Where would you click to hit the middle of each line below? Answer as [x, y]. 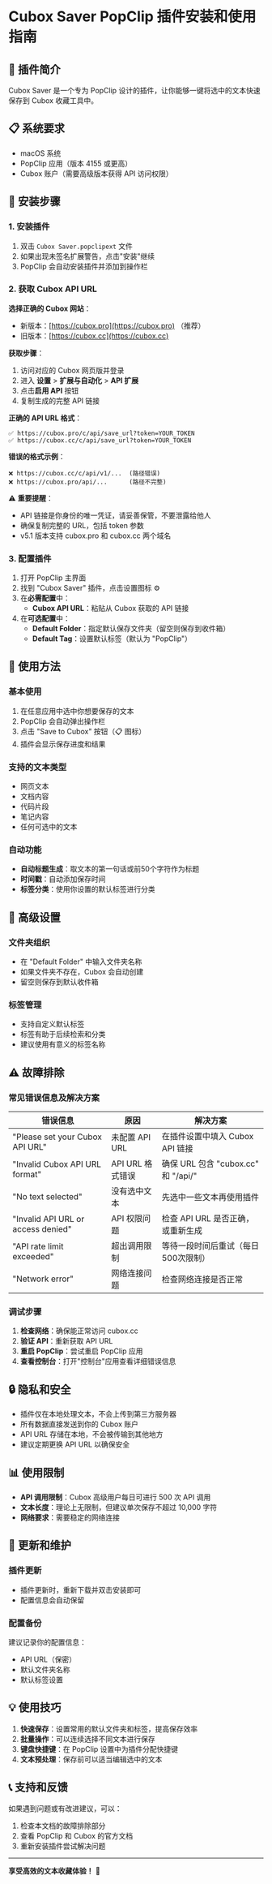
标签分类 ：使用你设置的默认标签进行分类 [87, 889]
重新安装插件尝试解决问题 [63, 1846]
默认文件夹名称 [45, 1669]
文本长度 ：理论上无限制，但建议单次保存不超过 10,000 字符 [119, 1507]
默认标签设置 [41, 1680]
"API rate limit [38, 1246]
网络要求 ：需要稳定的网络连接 [70, 1517]
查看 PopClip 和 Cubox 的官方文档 [76, 1835]
